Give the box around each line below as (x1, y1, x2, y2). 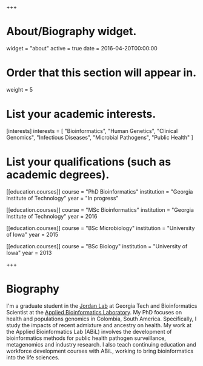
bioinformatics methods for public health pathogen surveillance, (6, 334, 167, 342)
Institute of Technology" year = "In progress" (6, 194, 119, 202)
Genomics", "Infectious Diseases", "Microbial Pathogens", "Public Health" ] (6, 134, 194, 141)
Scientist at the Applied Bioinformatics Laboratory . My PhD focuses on (6, 308, 182, 316)
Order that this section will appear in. (6, 66, 197, 80)
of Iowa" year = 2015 (6, 231, 59, 238)
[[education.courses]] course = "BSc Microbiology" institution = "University (6, 224, 195, 231)
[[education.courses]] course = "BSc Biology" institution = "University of (6, 242, 188, 249)
